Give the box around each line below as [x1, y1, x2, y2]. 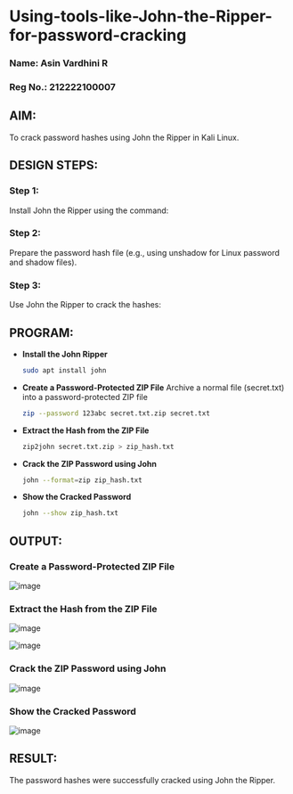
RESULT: [9, 751, 58, 766]
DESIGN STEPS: [9, 158, 99, 173]
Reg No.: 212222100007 [9, 81, 116, 94]
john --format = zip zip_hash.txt [21, 475, 142, 485]
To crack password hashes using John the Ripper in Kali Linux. [9, 132, 240, 143]
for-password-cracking [9, 25, 187, 45]
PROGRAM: [9, 325, 74, 340]
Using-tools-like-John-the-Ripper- [9, 6, 273, 27]
